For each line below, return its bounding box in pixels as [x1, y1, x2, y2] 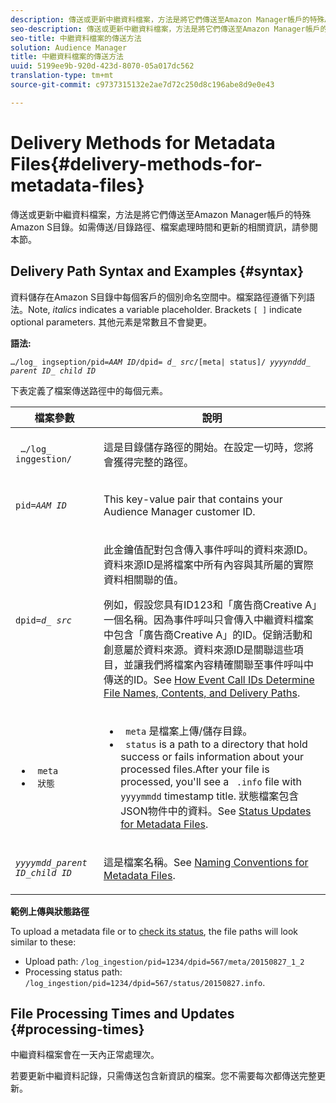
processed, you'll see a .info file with [120, 774, 302, 788]
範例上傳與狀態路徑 [10, 905, 90, 917]
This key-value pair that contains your [103, 492, 283, 506]
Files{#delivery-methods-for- [10, 152, 263, 175]
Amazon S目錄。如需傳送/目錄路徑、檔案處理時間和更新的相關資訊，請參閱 [10, 221, 318, 233]
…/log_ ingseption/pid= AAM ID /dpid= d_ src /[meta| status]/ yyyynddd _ [10, 357, 311, 367]
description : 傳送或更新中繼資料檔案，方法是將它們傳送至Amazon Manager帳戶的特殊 [10, 14, 325, 25]
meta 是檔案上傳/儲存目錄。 [125, 724, 253, 738]
